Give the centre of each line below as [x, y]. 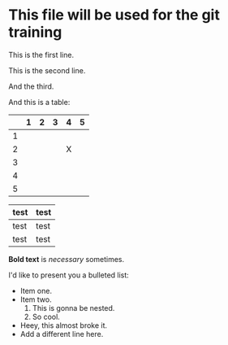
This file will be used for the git [114, 15]
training [35, 32]
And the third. [31, 86]
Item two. [36, 299]
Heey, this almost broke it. [64, 325]
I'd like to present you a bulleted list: [69, 275]
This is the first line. [41, 55]
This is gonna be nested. [73, 308]
